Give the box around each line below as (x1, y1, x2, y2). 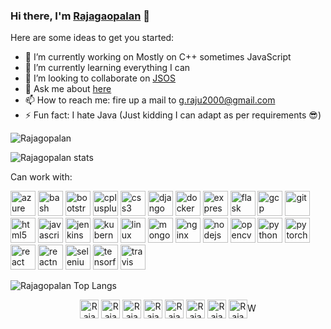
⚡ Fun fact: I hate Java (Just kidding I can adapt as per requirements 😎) (24, 109, 322, 121)
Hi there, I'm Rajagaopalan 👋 (10, 9, 150, 23)
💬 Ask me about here (24, 83, 112, 95)
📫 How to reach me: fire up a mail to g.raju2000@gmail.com (24, 94, 276, 106)
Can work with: (10, 171, 73, 183)
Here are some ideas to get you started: (10, 32, 175, 44)
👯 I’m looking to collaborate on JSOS (24, 72, 177, 84)
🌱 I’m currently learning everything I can (24, 62, 191, 74)
